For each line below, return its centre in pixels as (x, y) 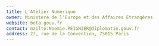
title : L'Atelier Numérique (41, 12)
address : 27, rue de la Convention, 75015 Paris (68, 34)
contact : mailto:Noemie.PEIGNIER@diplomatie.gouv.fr (73, 28)
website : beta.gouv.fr (34, 23)
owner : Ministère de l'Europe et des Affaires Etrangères (79, 17)
